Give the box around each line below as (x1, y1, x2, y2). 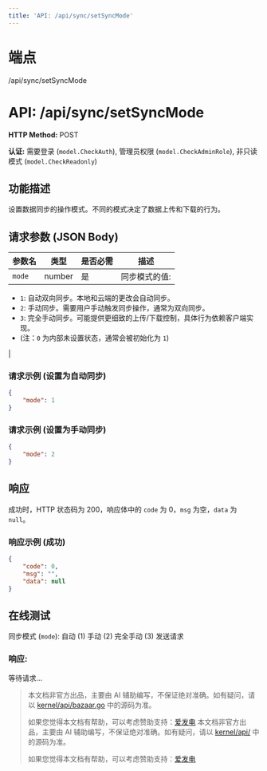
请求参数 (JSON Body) (8, 230, 119, 243)
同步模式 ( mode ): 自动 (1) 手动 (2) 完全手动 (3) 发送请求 (8, 631, 184, 641)
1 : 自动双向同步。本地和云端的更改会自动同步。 (19, 293, 175, 303)
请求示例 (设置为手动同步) (8, 424, 107, 435)
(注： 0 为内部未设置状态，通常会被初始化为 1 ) (19, 333, 170, 343)
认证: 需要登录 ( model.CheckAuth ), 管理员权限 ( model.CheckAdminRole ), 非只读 (8, 146, 257, 156)
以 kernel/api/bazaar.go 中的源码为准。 (27, 700, 156, 710)
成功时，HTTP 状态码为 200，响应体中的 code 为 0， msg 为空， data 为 (8, 504, 238, 514)
